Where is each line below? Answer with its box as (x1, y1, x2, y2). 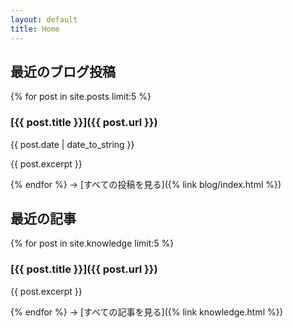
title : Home (10, 24, 60, 34)
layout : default (10, 14, 78, 25)
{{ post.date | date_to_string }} (10, 138, 135, 150)
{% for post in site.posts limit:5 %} (10, 91, 152, 103)
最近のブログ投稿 (10, 63, 116, 80)
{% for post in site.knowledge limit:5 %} (10, 237, 175, 250)
